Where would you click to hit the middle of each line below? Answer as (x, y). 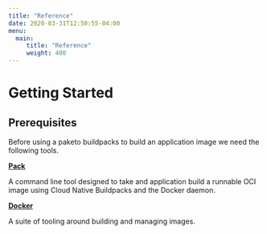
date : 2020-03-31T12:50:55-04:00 (64, 23)
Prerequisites (43, 123)
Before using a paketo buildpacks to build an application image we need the (134, 142)
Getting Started (61, 93)
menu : (17, 31)
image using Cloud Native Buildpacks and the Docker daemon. (112, 190)
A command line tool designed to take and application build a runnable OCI (132, 181)
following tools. (33, 150)
